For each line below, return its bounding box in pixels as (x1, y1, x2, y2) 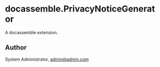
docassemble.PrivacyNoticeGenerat (5, 3, 155, 14)
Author (5, 43, 27, 52)
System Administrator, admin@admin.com (5, 56, 89, 62)
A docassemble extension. (5, 29, 58, 35)
